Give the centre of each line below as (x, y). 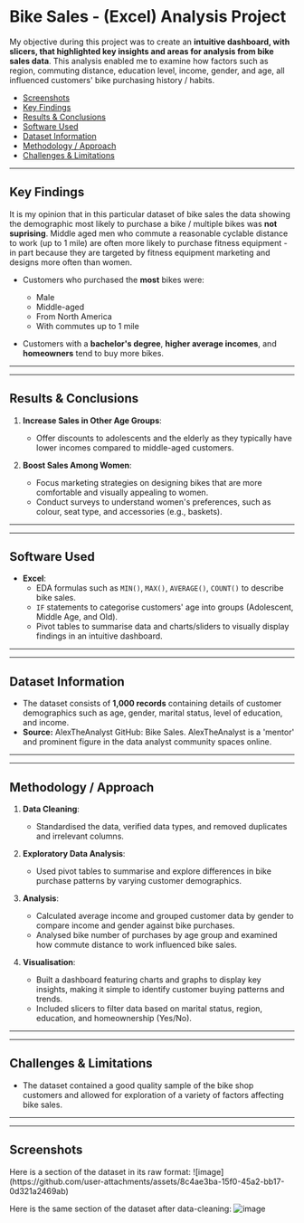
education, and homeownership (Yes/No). (114, 1018)
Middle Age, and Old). (77, 617)
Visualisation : (49, 962)
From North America (74, 316)
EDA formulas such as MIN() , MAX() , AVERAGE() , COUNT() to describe (160, 588)
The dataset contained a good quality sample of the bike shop (138, 1085)
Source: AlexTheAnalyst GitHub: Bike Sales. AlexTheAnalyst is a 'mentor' (158, 732)
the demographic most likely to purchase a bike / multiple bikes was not (143, 223)
